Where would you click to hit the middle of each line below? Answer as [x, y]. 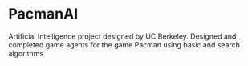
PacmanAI [43, 14]
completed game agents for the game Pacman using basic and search [124, 44]
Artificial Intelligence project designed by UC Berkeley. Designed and [122, 36]
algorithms [26, 53]
